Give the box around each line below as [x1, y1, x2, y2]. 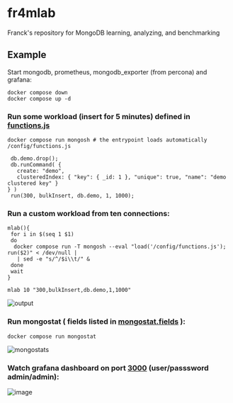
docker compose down [7, 89, 69, 96]
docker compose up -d [7, 95, 72, 102]
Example [7, 49, 47, 61]
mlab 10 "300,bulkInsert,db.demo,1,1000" [7, 287, 132, 294]
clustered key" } [7, 180, 59, 187]
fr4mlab [7, 5, 56, 21]
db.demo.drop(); [10, 155, 59, 162]
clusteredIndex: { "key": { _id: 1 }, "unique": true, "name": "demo [16, 174, 227, 181]
